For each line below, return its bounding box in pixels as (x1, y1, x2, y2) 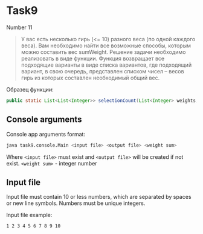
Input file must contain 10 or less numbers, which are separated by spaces (6, 193, 192, 201)
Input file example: (6, 212, 53, 219)
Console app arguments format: (6, 130, 86, 138)
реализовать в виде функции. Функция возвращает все (21, 55, 165, 62)
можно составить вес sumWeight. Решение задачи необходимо (21, 48, 186, 55)
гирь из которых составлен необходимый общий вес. (21, 74, 160, 81)
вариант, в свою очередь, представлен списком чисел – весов (21, 67, 184, 75)
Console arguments (6, 115, 82, 125)
